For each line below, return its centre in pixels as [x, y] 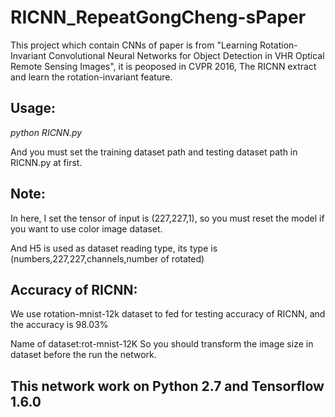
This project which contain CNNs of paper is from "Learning [134, 45]
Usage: [33, 108]
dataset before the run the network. [83, 355]
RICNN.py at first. [46, 162]
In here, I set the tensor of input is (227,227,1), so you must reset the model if [167, 218]
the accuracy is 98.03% [59, 325]
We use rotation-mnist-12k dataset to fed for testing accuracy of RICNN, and [168, 314]
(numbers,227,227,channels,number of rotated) [107, 258]
